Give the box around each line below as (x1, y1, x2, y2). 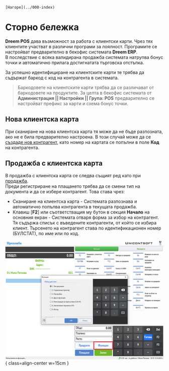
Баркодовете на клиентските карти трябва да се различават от (17, 84, 154, 90)
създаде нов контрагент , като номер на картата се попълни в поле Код (5, 139, 159, 145)
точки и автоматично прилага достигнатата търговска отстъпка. (5, 59, 144, 65)
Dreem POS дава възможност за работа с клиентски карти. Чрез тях (5, 38, 153, 44)
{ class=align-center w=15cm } (5, 360, 69, 366)
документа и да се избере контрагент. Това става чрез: (5, 188, 125, 194)
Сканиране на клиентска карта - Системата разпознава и (12, 198, 137, 204)
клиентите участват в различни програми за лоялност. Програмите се (5, 43, 157, 49)
